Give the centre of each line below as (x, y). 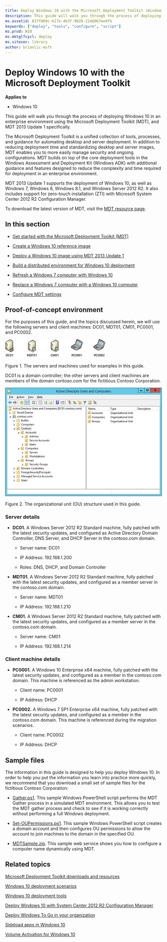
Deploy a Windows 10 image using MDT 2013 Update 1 (68, 255)
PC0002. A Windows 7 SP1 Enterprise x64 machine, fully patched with (85, 709)
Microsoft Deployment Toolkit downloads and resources (63, 876)
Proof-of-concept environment (54, 309)
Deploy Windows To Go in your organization (50, 915)
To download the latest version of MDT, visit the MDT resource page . (76, 209)
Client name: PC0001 (41, 690)
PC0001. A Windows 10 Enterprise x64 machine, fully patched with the (85, 670)
